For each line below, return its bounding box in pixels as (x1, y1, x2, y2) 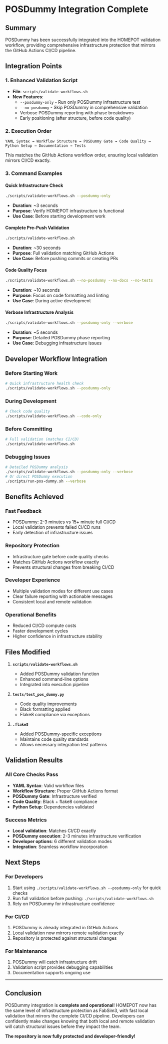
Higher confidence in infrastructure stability (12, 633, 102, 640)
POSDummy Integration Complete (5, 4, 148, 15)
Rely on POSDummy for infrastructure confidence (12, 901, 115, 907)
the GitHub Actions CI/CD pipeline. (5, 48, 76, 53)
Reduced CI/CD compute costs (12, 622, 76, 629)
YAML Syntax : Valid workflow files (12, 782, 84, 788)
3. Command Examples (5, 169, 62, 176)
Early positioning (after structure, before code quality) (19, 115, 131, 121)
